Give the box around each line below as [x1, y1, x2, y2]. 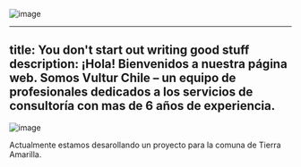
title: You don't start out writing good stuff [9, 43, 250, 58]
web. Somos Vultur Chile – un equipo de [9, 71, 236, 86]
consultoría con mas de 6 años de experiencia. [9, 98, 276, 113]
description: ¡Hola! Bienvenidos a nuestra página [9, 56, 288, 71]
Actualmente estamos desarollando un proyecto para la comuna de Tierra [9, 139, 281, 150]
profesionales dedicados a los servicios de [9, 85, 254, 100]
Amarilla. [9, 148, 42, 160]
